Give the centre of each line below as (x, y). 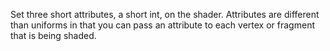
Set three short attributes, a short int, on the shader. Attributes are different (165, 14)
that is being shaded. (53, 35)
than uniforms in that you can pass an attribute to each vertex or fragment (162, 25)
